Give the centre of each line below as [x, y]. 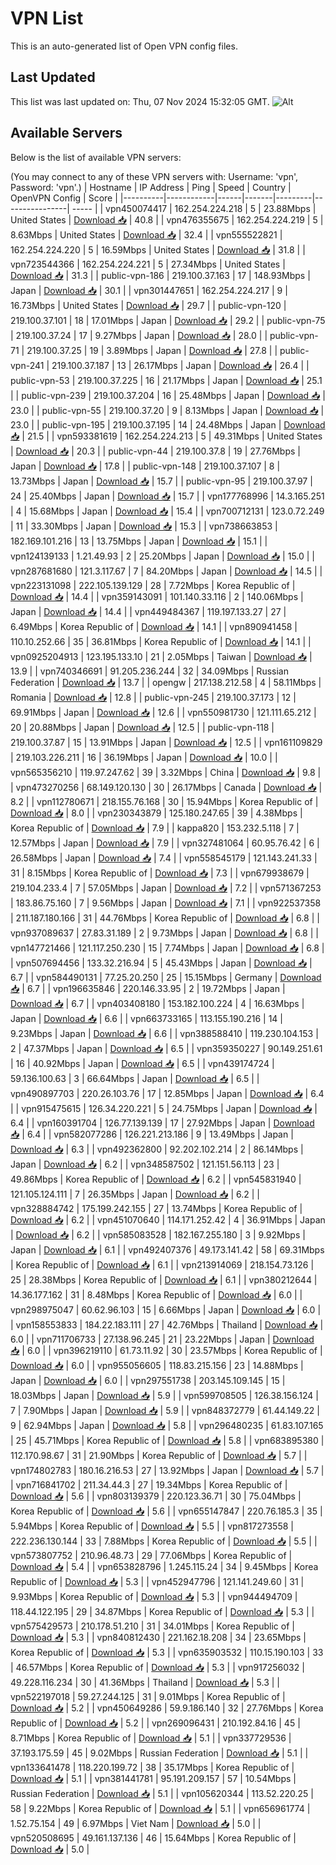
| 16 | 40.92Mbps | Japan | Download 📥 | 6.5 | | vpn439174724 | [142, 1063]
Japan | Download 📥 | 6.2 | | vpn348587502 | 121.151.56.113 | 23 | [145, 1164]
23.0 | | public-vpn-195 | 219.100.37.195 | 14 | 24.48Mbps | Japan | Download [168, 424]
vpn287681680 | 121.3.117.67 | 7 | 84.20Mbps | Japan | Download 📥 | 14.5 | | [166, 571]
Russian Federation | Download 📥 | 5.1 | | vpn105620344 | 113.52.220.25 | [162, 1793]
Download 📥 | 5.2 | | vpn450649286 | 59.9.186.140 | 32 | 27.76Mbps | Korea [167, 1708]
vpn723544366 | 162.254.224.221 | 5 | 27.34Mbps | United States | [148, 264]
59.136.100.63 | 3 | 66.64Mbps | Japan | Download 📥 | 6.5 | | [135, 1078]
